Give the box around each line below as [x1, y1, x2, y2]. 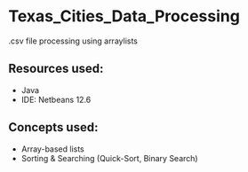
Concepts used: [8, 120, 99, 135]
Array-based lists [20, 144, 85, 154]
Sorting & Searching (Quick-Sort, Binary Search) [20, 152, 198, 163]
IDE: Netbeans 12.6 [20, 94, 92, 105]
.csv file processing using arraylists [8, 35, 139, 46]
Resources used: [8, 61, 104, 76]
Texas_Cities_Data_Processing [8, 6, 241, 27]
